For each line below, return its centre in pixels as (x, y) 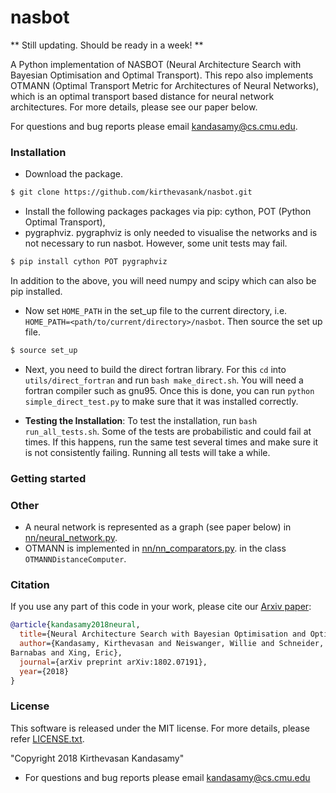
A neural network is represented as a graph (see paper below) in (158, 527)
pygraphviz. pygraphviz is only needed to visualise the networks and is (171, 233)
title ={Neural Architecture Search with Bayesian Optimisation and (163, 634)
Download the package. (73, 174)
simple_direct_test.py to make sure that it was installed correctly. (161, 401)
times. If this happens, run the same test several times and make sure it (171, 442)
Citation (30, 584)
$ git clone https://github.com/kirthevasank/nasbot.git (131, 192)
